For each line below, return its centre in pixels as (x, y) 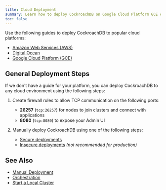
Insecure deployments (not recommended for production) (78, 145)
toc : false (16, 19)
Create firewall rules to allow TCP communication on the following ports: (86, 100)
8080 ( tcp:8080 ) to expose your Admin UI (62, 120)
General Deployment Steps (47, 74)
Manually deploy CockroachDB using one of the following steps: (78, 130)
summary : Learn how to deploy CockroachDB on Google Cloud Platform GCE (82, 14)
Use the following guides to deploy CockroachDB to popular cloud (72, 33)
